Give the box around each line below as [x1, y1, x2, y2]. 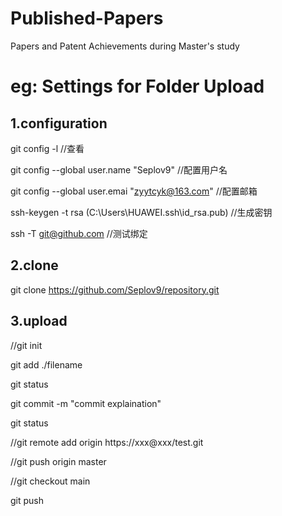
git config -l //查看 [10, 142, 85, 154]
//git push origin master [10, 455, 107, 467]
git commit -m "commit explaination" [10, 397, 162, 409]
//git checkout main [10, 475, 91, 487]
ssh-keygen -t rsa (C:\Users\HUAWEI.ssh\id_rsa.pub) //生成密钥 [10, 206, 273, 218]
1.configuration [10, 115, 108, 132]
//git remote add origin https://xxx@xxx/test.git [10, 436, 204, 448]
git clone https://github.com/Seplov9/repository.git [10, 283, 220, 296]
